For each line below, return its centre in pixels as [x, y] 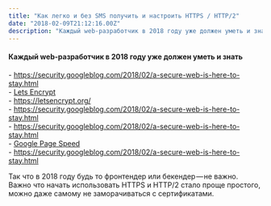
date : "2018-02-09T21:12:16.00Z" [65, 23]
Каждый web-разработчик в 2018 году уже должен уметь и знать [126, 57]
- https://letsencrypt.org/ [50, 100]
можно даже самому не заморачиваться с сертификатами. [111, 193]
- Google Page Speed [44, 143]
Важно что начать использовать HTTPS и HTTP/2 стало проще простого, [134, 185]
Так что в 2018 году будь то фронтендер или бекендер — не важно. [123, 176]
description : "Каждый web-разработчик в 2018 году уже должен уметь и [129, 31]
